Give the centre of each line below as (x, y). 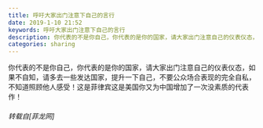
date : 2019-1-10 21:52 (45, 23)
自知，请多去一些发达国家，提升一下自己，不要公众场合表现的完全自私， (139, 77)
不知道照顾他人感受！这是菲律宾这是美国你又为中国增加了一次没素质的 (122, 87)
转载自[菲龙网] (31, 116)
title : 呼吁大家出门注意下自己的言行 (62, 15)
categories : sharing (42, 44)
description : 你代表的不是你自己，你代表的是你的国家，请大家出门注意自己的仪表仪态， (133, 37)
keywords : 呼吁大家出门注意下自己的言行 (67, 30)
